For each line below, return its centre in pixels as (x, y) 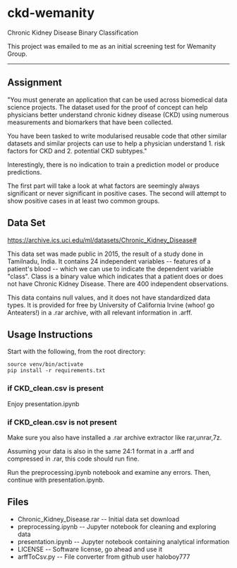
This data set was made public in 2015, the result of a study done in (105, 254)
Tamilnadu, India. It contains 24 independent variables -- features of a (109, 261)
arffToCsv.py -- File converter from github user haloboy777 (104, 557)
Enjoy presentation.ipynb (43, 403)
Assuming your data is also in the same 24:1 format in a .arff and (101, 451)
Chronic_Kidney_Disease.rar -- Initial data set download (98, 519)
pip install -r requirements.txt (56, 371)
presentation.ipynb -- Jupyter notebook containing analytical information (123, 541)
